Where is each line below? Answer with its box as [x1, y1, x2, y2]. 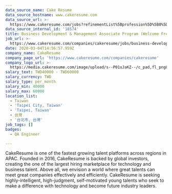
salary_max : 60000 [5, 88, 45, 94]
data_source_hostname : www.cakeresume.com [5, 12, 97, 17]
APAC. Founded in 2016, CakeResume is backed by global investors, [5, 156, 149, 162]
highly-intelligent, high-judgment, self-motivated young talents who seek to [5, 178, 164, 184]
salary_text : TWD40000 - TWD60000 [5, 70, 79, 75]
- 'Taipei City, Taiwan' [10, 103, 63, 108]
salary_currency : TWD [5, 74, 52, 80]
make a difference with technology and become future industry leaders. [5, 183, 157, 189]
